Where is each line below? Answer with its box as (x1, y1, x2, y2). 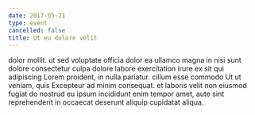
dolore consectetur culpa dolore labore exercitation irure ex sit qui (8, 64, 225, 74)
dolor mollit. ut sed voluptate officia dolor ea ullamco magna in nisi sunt (8, 56, 242, 65)
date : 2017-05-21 (8, 11, 66, 20)
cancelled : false (8, 26, 66, 34)
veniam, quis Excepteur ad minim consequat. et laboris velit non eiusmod (8, 81, 248, 90)
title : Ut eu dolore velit (8, 33, 98, 42)
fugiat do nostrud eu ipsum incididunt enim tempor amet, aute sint (8, 89, 225, 99)
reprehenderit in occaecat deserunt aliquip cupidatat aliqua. (8, 98, 204, 107)
